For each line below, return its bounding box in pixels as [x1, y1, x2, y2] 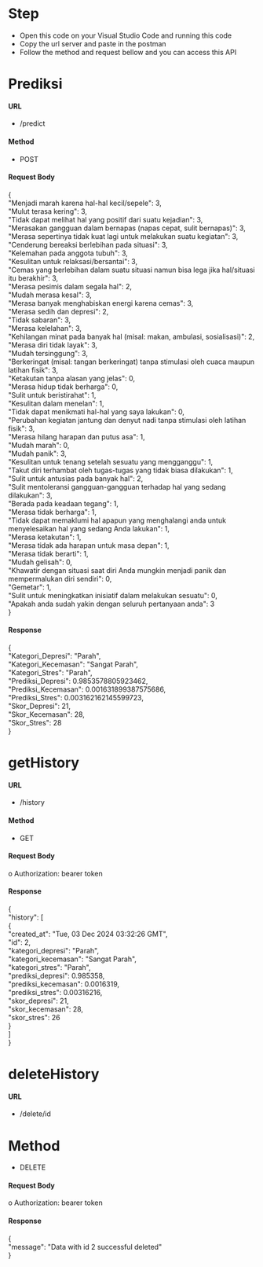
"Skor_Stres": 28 [8, 718, 62, 727]
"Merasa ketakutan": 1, [8, 532, 82, 542]
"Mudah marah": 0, [8, 440, 70, 450]
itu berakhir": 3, [8, 273, 59, 283]
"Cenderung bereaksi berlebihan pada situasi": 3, [8, 240, 168, 249]
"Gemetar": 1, [8, 582, 52, 592]
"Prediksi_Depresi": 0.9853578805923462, [8, 676, 148, 685]
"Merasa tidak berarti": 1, [8, 549, 89, 558]
